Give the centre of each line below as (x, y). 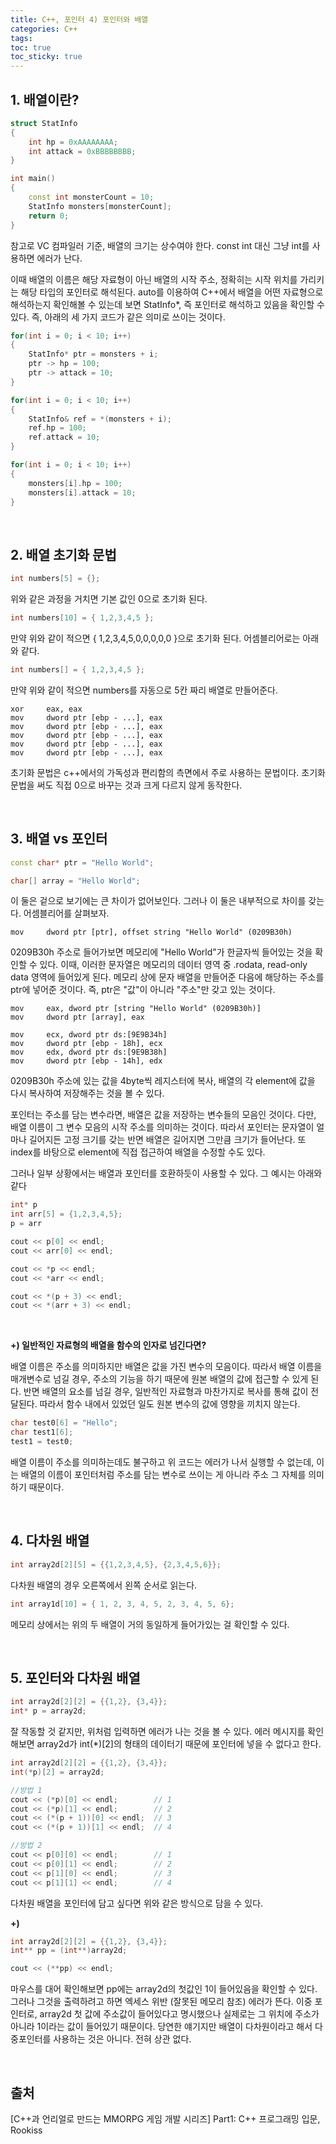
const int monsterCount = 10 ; (91, 197)
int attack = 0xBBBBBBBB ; (82, 151)
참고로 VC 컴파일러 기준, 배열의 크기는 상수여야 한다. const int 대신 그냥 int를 (160, 245)
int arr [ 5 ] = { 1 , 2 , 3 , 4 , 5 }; (66, 1214)
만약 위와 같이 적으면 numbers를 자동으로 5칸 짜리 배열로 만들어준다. (144, 690)
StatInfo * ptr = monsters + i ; (93, 354)
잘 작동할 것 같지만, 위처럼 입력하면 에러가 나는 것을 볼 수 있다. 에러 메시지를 (158, 1732)
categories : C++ (44, 29)
